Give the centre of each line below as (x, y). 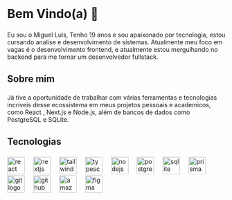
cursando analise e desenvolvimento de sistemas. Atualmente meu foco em (115, 42)
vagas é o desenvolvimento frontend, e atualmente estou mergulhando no (113, 50)
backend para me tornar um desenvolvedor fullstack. (83, 57)
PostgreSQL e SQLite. (38, 120)
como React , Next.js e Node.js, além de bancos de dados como (99, 112)
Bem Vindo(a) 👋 (53, 14)
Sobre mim (31, 79)
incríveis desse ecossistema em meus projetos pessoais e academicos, (109, 105)
